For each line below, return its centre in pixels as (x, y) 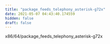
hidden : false (19, 18)
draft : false (18, 23)
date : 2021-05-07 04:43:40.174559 (40, 14)
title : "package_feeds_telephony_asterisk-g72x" (55, 9)
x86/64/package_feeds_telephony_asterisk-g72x (54, 36)
